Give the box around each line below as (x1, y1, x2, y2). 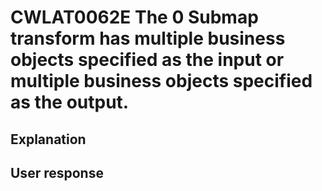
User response (10, 164, 104, 181)
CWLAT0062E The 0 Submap (10, 6, 259, 29)
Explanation (10, 131, 87, 148)
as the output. (10, 91, 130, 114)
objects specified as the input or (10, 49, 285, 71)
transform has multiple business (10, 27, 286, 50)
